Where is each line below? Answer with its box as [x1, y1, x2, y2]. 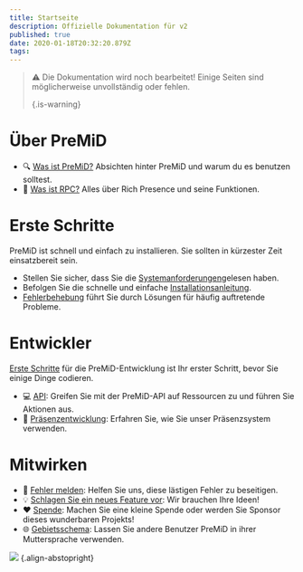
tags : [9, 47, 30, 56]
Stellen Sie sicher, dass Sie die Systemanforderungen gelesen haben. [22, 272, 279, 283]
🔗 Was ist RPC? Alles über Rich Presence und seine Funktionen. [22, 184, 260, 195]
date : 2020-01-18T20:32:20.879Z [9, 38, 131, 48]
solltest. [22, 174, 52, 186]
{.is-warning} [31, 99, 81, 110]
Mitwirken [9, 454, 88, 475]
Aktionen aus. [22, 404, 74, 415]
